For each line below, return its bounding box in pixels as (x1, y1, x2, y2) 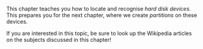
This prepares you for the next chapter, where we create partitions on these (6, 11, 197, 19)
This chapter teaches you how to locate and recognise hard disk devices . (6, 5, 191, 12)
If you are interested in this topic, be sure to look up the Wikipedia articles (6, 30, 192, 37)
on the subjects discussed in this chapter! (6, 36, 111, 43)
